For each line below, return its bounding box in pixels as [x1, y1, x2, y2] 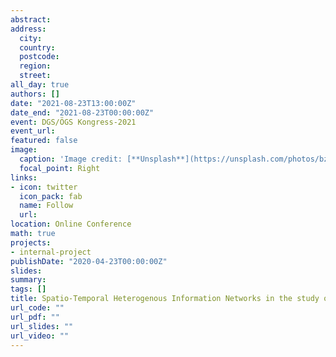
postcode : [19, 52, 60, 62]
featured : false [10, 136, 78, 146]
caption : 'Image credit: [19, 154, 123, 164]
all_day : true [10, 80, 70, 90]
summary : [10, 275, 47, 285]
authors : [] [10, 89, 60, 99]
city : [19, 33, 43, 43]
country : [19, 42, 56, 53]
